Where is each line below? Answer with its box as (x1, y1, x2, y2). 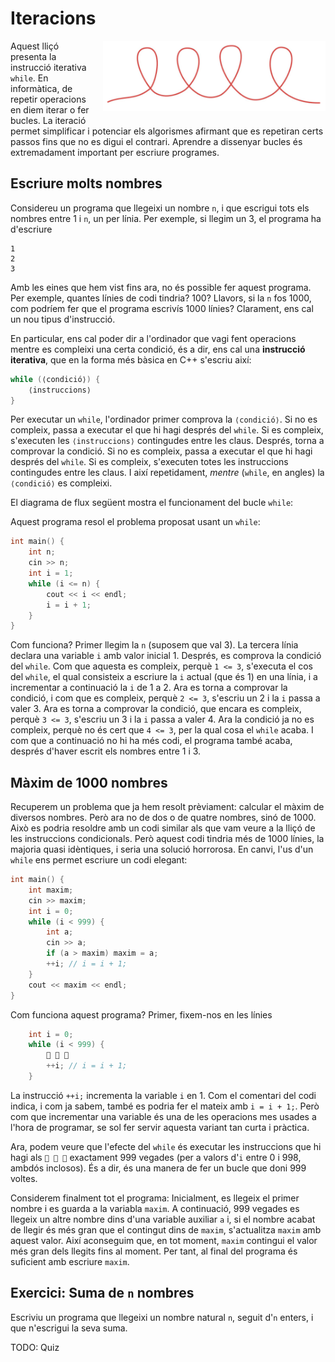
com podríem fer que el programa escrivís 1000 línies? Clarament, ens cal (10, 302, 314, 314)
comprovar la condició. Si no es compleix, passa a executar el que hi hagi (10, 445, 313, 457)
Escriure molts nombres (10, 175, 163, 192)
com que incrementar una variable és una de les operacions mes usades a (10, 1110, 317, 1122)
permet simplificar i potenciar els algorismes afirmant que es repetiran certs (10, 125, 324, 137)
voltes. (10, 1172, 38, 1184)
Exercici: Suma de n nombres (10, 1285, 195, 1302)
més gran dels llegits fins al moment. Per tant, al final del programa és (10, 1245, 298, 1257)
